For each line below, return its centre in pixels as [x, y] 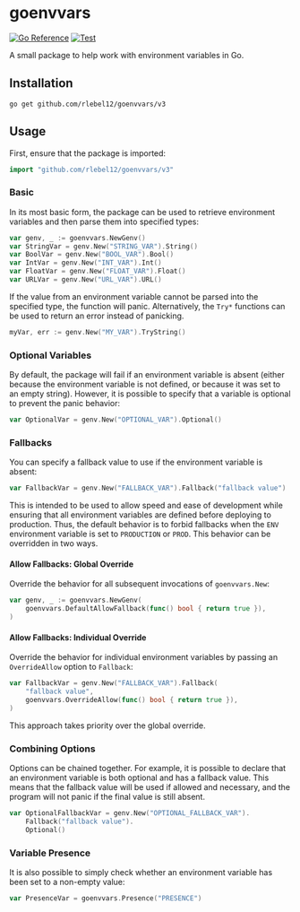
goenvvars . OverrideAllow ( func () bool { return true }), [132, 699]
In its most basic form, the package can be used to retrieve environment [142, 212]
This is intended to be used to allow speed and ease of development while [146, 506]
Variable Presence [50, 853]
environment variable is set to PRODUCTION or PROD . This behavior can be [140, 534]
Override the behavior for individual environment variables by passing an [144, 657]
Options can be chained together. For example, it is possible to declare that [148, 769]
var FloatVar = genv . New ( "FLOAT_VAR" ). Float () [98, 272]
